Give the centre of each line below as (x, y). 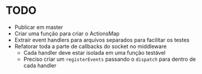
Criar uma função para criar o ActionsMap (67, 33)
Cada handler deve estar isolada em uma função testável (94, 52)
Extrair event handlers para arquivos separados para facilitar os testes (102, 40)
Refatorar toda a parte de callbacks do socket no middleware (90, 46)
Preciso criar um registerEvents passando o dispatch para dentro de (109, 59)
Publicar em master (39, 27)
